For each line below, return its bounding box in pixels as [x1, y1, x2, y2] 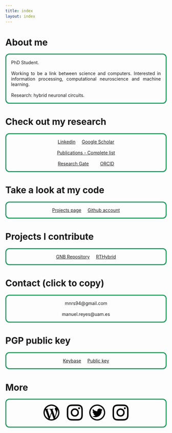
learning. [11, 81, 30, 87]
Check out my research [5, 116, 106, 127]
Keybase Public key [62, 357, 110, 364]
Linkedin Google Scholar [57, 139, 115, 145]
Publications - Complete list [57, 149, 115, 156]
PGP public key [5, 335, 71, 347]
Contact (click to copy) [5, 277, 104, 289]
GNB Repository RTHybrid [56, 254, 116, 260]
